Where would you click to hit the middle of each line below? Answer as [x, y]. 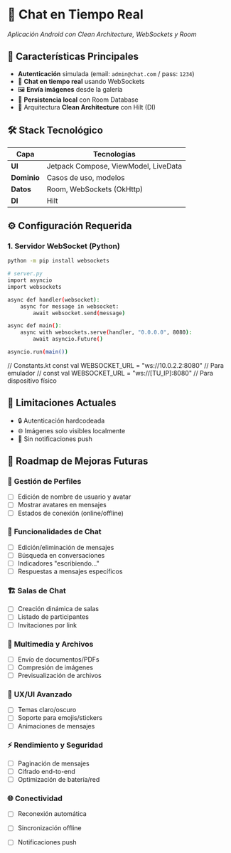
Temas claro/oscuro [47, 710]
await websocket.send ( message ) [79, 313]
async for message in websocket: [70, 306]
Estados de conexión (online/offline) [71, 513]
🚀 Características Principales [73, 57]
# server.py [25, 274]
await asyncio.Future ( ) [68, 339]
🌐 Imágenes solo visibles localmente [71, 430]
